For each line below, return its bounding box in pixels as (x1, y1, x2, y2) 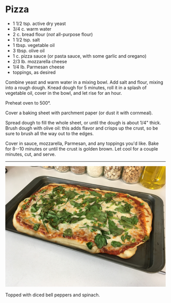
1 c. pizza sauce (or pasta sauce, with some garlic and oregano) (12, 53, 147, 59)
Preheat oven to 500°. (5, 99, 51, 106)
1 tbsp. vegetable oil (12, 42, 55, 48)
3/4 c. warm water (12, 26, 52, 32)
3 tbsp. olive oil (12, 47, 45, 54)
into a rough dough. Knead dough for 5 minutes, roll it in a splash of (5, 84, 147, 90)
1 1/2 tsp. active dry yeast (12, 20, 66, 27)
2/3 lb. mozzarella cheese (12, 58, 67, 64)
